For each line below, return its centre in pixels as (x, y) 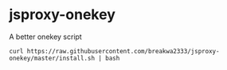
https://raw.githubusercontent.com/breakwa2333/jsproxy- (123, 51)
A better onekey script (45, 37)
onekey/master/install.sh (52, 58)
